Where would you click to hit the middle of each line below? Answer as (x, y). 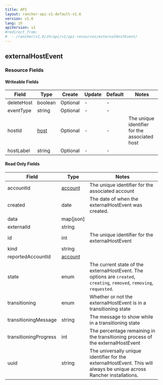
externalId (19, 227)
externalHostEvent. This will (121, 363)
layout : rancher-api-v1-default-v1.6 (43, 14)
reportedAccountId (29, 257)
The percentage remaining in (122, 331)
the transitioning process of (121, 337)
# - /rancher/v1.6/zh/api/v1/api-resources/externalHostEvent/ (71, 37)
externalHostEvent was (116, 205)
